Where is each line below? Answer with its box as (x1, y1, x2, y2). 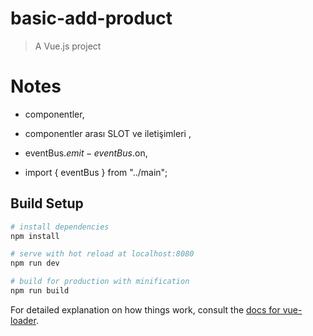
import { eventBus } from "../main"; (24, 166, 168, 178)
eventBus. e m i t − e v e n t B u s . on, (24, 147, 148, 159)
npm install (10, 231, 60, 241)
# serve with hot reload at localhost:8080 (10, 249, 195, 259)
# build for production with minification (10, 277, 190, 287)
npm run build (10, 286, 70, 296)
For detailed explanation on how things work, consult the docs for (10, 303, 281, 316)
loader (10, 314, 37, 326)
